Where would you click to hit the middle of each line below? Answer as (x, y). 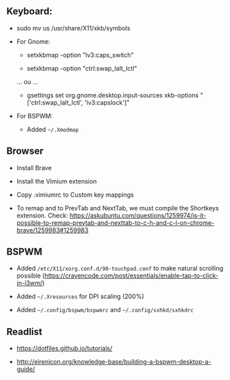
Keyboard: (29, 11)
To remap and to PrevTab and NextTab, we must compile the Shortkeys (117, 208)
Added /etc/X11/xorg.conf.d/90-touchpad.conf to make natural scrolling (120, 269)
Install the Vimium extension (57, 181)
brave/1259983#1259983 (52, 230)
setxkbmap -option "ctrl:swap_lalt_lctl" (82, 68)
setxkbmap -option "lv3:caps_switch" (80, 55)
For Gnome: (33, 42)
